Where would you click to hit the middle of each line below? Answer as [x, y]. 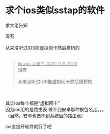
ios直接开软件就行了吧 [29, 126]
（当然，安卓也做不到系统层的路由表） [45, 116]
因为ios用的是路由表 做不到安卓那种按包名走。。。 [56, 109]
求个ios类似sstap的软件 [55, 10]
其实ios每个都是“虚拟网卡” [33, 103]
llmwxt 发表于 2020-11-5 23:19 [47, 63]
